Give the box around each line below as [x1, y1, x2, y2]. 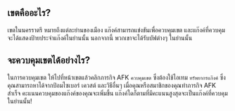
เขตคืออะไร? [7, 7, 51, 19]
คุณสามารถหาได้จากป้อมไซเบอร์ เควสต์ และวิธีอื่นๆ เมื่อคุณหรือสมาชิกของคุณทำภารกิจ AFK [7, 81, 217, 89]
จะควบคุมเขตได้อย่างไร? [7, 54, 90, 67]
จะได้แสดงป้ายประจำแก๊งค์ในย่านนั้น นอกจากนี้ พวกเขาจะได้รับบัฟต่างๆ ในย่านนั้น [7, 33, 192, 42]
